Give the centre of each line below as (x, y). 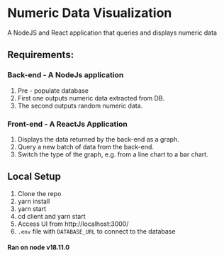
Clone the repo (39, 193)
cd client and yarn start (52, 216)
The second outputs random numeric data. (80, 105)
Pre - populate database (53, 91)
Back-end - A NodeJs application (66, 75)
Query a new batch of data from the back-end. (86, 147)
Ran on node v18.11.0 (39, 247)
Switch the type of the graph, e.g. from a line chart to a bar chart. (113, 154)
